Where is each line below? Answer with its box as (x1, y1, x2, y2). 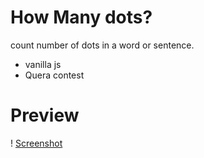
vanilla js (24, 58, 62, 70)
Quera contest (24, 69, 85, 81)
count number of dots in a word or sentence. (10, 39, 195, 51)
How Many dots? (10, 6, 153, 29)
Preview (10, 104, 80, 127)
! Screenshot (10, 137, 63, 149)
